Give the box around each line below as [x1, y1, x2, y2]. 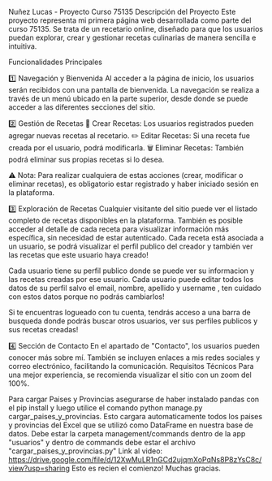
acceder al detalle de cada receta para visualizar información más [8, 224, 230, 234]
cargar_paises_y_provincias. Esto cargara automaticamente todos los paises [8, 412, 262, 421]
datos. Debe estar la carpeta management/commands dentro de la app [8, 429, 246, 438]
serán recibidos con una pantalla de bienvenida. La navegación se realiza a [8, 85, 260, 94]
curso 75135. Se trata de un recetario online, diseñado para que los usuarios [8, 24, 264, 33]
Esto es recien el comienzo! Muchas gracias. [71, 463, 222, 473]
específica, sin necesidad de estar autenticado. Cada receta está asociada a [8, 233, 264, 242]
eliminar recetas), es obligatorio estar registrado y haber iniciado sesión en [8, 179, 259, 188]
